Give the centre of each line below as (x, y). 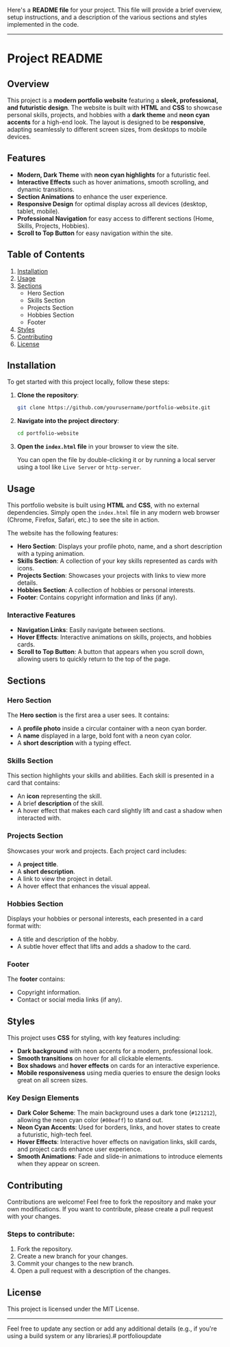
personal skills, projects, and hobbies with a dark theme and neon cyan (108, 115)
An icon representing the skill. (59, 796)
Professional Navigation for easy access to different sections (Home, (115, 218)
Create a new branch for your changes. (72, 1257)
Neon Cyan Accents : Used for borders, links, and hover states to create (118, 1128)
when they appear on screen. (59, 1164)
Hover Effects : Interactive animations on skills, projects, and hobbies (114, 638)
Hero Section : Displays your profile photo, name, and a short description (119, 546)
